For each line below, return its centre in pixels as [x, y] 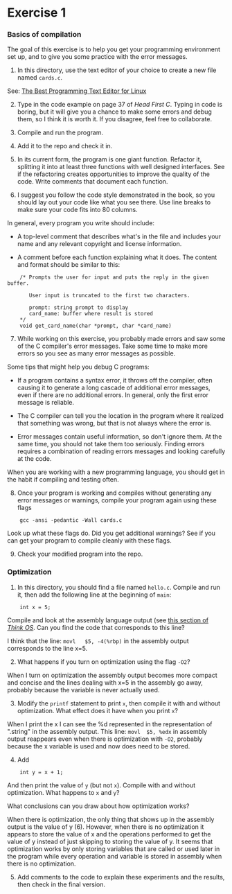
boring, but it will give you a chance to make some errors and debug [115, 112]
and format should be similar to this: [68, 265]
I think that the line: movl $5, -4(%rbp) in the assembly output [98, 641]
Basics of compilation [44, 35]
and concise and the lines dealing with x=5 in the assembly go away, [105, 682]
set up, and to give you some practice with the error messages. [98, 57]
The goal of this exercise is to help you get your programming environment [114, 49]
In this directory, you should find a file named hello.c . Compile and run [118, 587]
